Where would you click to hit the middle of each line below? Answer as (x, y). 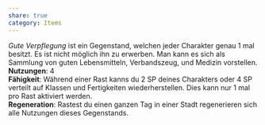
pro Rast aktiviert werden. (50, 96)
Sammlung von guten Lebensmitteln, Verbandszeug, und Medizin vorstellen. (133, 62)
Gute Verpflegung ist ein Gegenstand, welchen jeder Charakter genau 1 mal (132, 45)
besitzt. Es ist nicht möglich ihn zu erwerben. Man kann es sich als (117, 54)
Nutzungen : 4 (31, 70)
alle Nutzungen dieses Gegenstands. (69, 112)
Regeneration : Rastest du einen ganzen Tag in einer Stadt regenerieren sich (133, 104)
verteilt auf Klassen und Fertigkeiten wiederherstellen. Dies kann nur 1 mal (129, 87)
